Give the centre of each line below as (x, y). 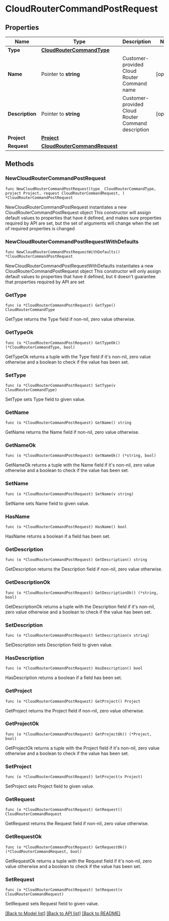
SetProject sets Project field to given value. (50, 786)
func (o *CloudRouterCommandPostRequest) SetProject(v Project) (74, 777)
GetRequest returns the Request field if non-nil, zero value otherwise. (77, 824)
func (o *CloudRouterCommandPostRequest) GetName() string (68, 423)
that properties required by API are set (45, 282)
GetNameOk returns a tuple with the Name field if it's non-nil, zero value (80, 465)
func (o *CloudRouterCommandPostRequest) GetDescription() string (76, 560)
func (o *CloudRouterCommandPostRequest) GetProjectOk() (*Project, (78, 734)
